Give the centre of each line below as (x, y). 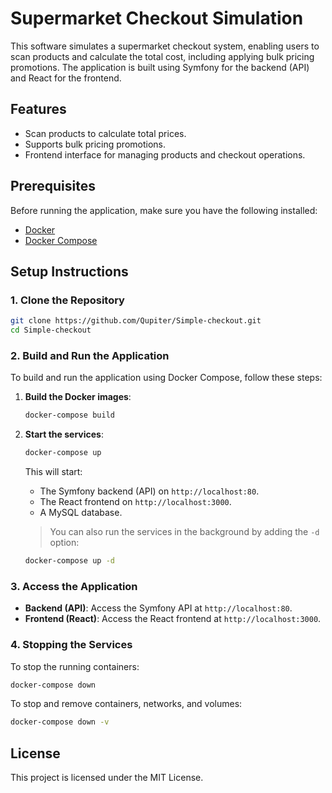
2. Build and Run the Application (90, 355)
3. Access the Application (74, 586)
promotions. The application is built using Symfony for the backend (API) (160, 67)
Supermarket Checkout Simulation (157, 18)
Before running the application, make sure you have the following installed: (164, 210)
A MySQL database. (81, 513)
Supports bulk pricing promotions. (95, 144)
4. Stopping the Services (71, 645)
